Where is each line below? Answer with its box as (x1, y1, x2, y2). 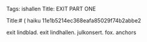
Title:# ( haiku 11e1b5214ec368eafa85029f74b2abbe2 (6, 17, 142, 24)
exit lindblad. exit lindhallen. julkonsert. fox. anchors (6, 29, 137, 36)
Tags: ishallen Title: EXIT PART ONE (6, 5, 96, 12)
